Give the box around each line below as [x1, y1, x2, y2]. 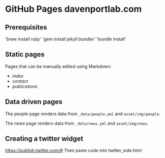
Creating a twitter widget [5, 134, 84, 143]
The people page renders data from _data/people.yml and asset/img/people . [5, 111, 161, 117]
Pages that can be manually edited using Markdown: [5, 63, 112, 69]
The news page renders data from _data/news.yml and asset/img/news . [5, 120, 149, 126]
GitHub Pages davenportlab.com [5, 3, 142, 15]
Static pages [5, 50, 45, 59]
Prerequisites [5, 23, 47, 32]
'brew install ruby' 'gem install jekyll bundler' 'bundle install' [5, 36, 127, 42]
